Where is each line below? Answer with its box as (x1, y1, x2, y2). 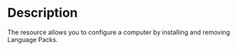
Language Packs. (7, 35, 58, 43)
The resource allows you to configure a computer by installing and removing (7, 28, 231, 36)
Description (7, 5, 78, 21)
